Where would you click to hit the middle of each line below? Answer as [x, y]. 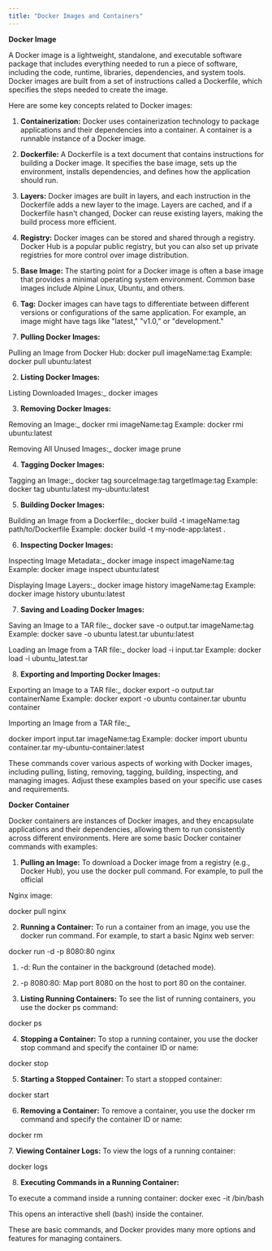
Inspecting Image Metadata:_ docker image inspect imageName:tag [121, 560]
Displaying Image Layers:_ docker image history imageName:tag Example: [132, 585]
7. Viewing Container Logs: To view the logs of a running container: [122, 1150]
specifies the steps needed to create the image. [89, 90]
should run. [39, 180]
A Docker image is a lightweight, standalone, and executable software [125, 55]
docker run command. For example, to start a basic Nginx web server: [137, 935]
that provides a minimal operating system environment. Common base [138, 279]
